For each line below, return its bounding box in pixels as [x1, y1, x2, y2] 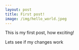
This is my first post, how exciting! [5, 30, 75, 36]
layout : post [5, 7, 32, 12]
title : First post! [5, 12, 45, 17]
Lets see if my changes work [5, 39, 64, 45]
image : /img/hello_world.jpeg [5, 16, 67, 21]
